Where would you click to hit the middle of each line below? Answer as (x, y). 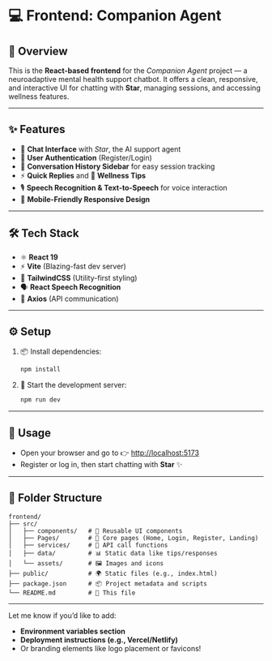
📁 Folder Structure (55, 498)
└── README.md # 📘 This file (72, 593)
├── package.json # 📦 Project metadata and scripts (108, 584)
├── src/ (23, 524)
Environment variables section (72, 631)
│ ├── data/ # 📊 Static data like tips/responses (113, 553)
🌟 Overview (38, 51)
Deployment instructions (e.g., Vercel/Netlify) (99, 640)
